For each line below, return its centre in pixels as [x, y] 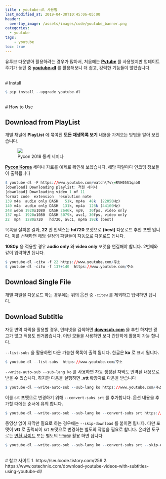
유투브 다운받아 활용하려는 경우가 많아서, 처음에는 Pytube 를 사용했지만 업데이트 [83, 61]
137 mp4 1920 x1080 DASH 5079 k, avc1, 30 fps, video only [66, 215]
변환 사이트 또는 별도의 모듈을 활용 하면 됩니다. [59, 436]
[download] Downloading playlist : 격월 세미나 [51, 187]
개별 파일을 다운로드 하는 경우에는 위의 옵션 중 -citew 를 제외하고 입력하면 [76, 295]
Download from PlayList [43, 122]
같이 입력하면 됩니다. [25, 253]
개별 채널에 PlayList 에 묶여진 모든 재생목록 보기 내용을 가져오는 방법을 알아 [78, 135]
